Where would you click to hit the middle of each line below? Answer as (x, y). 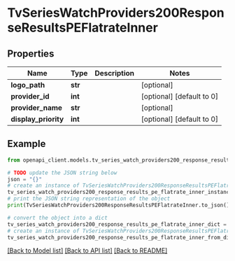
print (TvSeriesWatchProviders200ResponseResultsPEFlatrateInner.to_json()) (120, 205)
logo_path (28, 85)
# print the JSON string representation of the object (89, 199)
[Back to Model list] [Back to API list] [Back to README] (87, 251)
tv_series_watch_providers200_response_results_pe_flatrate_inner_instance (120, 192)
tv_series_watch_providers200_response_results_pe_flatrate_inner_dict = (117, 224)
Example (27, 144)
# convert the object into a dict (58, 218)
